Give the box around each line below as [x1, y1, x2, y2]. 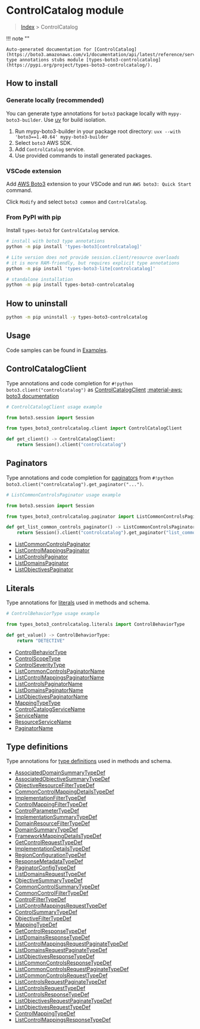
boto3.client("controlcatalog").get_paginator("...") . [6, 480, 144, 487]
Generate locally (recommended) [6, 96, 104, 104]
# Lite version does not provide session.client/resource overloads [6, 254, 180, 260]
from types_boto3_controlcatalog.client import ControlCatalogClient [6, 425, 183, 431]
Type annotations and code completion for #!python [6, 379, 133, 387]
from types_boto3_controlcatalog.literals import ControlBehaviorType [6, 621, 185, 627]
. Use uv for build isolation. [40, 116, 107, 123]
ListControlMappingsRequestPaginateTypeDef [14, 940, 129, 947]
